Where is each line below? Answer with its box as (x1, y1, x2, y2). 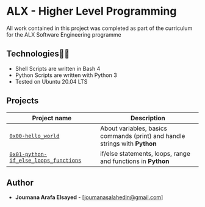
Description (130, 114, 166, 122)
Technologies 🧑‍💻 (6, 49, 70, 59)
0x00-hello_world (9, 133, 60, 139)
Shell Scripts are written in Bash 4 (15, 65, 101, 72)
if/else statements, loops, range (100, 149, 190, 158)
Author (6, 177, 34, 187)
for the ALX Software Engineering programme (6, 31, 121, 38)
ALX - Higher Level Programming (6, 4, 177, 18)
